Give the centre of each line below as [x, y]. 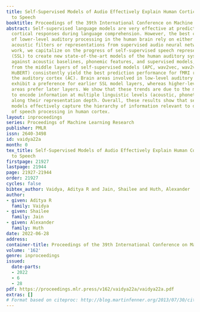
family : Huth [28, 228]
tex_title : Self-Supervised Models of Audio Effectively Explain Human [97, 150]
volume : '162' [24, 250]
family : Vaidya [30, 206]
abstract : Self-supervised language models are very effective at [90, 28]
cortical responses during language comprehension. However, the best [101, 34]
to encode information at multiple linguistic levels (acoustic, [94, 95]
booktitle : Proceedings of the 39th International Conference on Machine [100, 23]
